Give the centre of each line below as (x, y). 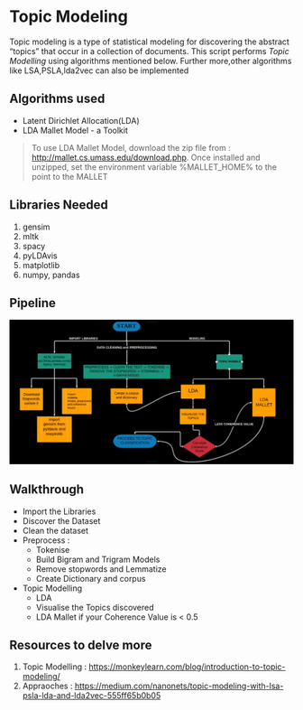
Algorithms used (57, 99)
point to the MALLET (69, 176)
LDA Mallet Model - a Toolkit (75, 130)
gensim (36, 227)
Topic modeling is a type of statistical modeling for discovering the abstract (150, 42)
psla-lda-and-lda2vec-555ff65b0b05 (92, 696)
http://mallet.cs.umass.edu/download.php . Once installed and (146, 157)
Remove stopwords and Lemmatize (101, 569)
